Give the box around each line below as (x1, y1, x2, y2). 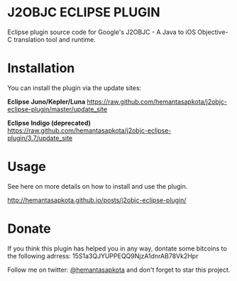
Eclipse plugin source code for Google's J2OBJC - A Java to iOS (7, 28, 197, 36)
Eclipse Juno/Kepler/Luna (7, 97, 86, 106)
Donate (7, 221, 51, 236)
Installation (7, 60, 75, 77)
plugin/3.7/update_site (7, 133, 73, 142)
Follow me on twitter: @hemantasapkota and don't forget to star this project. (7, 265, 231, 274)
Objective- (197, 28, 228, 36)
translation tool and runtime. (13, 35, 96, 43)
